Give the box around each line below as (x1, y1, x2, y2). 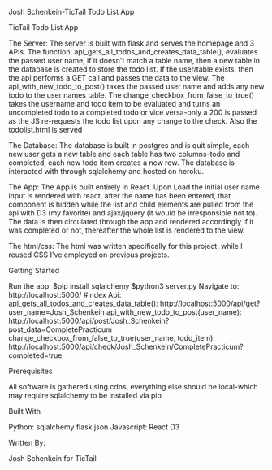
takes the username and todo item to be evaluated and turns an (8, 99, 221, 108)
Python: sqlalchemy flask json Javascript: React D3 (8, 422, 180, 432)
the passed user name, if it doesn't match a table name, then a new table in (8, 56, 260, 65)
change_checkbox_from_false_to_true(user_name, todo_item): (8, 333, 215, 342)
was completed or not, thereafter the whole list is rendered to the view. (8, 225, 245, 235)
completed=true (8, 350, 63, 360)
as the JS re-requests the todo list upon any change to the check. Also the (8, 116, 257, 125)
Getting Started (8, 266, 60, 275)
